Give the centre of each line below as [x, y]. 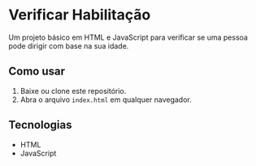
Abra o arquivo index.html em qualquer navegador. [106, 100]
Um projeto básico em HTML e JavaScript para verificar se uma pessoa [128, 37]
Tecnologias [40, 125]
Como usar [37, 72]
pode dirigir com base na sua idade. [69, 45]
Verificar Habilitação [80, 15]
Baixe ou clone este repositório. [73, 91]
